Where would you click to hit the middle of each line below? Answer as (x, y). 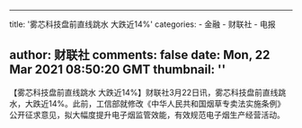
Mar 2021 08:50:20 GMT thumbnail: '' (118, 69)
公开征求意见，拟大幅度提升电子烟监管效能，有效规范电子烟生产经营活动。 (147, 115)
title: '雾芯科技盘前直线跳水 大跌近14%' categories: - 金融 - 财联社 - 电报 (142, 24)
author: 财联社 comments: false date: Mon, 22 (140, 55)
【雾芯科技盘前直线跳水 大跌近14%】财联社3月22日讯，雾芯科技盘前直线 (144, 92)
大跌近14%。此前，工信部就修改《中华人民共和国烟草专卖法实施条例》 (155, 103)
